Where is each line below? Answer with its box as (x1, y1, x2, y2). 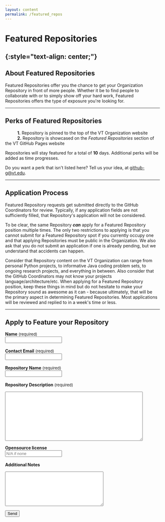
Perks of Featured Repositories (5, 117, 102, 125)
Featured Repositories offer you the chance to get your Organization (5, 82, 143, 88)
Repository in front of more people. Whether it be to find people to (5, 87, 139, 93)
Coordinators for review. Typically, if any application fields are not (5, 207, 138, 213)
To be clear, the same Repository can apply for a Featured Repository (5, 222, 146, 228)
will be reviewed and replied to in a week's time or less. (5, 299, 117, 305)
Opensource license (5, 445, 48, 451)
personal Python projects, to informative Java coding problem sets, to (5, 263, 146, 269)
